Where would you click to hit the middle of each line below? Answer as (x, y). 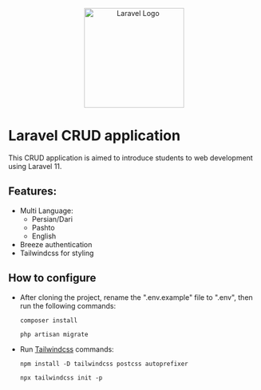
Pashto (43, 227)
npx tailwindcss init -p (61, 378)
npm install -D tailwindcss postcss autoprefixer (104, 364)
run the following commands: (68, 305)
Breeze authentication (56, 244)
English (44, 236)
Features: (33, 191)
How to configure (52, 278)
